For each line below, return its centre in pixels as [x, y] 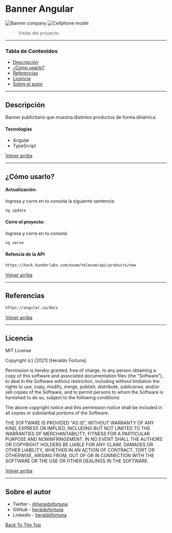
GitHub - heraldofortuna [38, 509]
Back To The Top [23, 525]
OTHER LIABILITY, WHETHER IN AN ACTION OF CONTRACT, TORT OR [80, 450]
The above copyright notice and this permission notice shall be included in [84, 408]
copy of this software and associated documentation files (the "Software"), [84, 376]
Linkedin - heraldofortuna [40, 515]
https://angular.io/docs [32, 308]
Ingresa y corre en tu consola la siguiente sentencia [60, 201]
